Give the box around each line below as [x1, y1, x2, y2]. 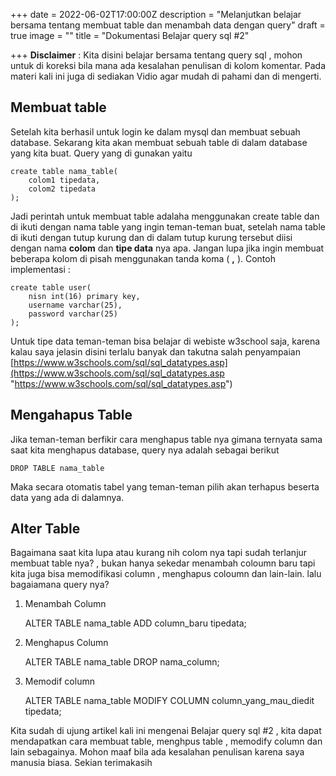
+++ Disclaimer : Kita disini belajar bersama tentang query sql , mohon [10, 49, 303, 61]
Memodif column [24, 675, 95, 688]
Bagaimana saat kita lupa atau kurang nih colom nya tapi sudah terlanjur [10, 547, 308, 559]
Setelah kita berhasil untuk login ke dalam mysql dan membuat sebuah [10, 125, 301, 138]
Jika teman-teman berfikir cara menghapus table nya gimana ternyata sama [10, 433, 323, 445]
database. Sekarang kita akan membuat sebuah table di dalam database [10, 136, 308, 148]
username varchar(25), [28, 300, 123, 310]
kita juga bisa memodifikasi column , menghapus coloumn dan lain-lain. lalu [10, 568, 322, 580]
